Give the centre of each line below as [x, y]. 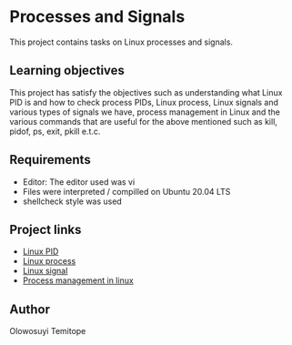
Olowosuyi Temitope [48, 331]
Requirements [50, 160]
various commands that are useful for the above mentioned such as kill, [143, 121]
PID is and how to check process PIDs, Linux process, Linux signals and [144, 102]
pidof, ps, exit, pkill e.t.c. [55, 131]
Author [30, 309]
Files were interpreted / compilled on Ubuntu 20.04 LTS [126, 191]
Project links [45, 229]
